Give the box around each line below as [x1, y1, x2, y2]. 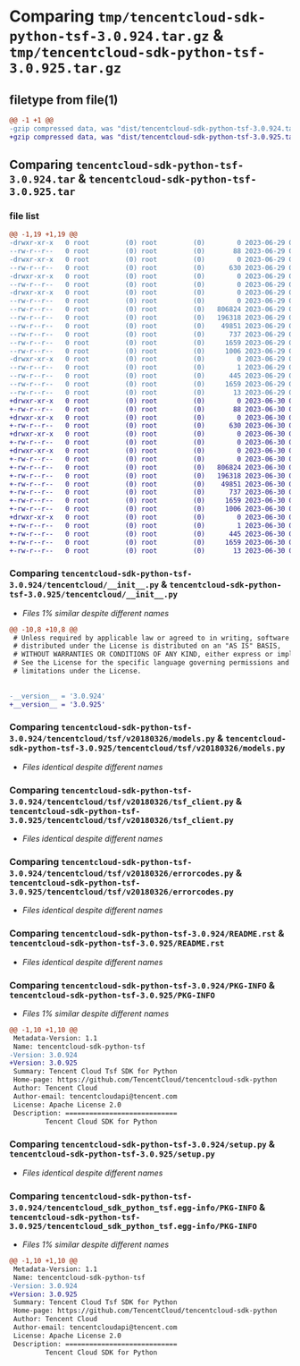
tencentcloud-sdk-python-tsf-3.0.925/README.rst [9, 938, 225, 949]
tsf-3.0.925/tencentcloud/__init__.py [9, 590, 179, 600]
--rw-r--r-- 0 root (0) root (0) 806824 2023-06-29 [9, 305, 286, 314]
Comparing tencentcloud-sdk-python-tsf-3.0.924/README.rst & [9, 928, 285, 940]
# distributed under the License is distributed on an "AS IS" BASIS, [12, 641, 281, 650]
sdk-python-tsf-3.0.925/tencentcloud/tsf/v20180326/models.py [9, 743, 286, 753]
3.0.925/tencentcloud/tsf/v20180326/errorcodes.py [9, 887, 234, 896]
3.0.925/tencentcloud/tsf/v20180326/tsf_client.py [9, 815, 234, 825]
